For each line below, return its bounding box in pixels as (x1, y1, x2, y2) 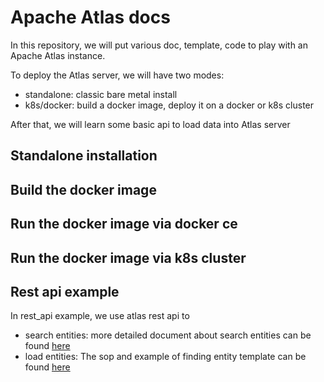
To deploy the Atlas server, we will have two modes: (10, 69, 225, 81)
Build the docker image (10, 181, 157, 198)
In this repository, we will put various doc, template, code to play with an (10, 39, 308, 51)
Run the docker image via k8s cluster (10, 249, 247, 266)
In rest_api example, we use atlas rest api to (10, 310, 190, 322)
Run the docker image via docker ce (10, 216, 238, 233)
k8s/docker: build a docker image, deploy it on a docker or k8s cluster (24, 99, 315, 111)
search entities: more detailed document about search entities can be (24, 329, 312, 341)
